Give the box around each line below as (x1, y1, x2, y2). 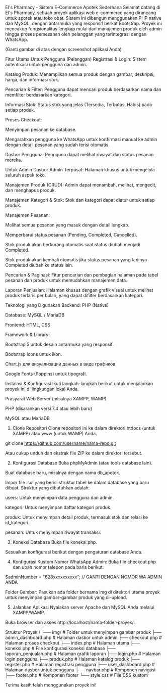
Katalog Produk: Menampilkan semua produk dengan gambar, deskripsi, (5, 71, 155, 77)
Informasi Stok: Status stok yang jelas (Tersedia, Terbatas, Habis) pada (5, 102, 152, 108)
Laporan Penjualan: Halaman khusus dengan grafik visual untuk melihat (5, 287, 153, 293)
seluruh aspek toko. (5, 172, 46, 178)
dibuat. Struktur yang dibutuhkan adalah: (5, 485, 90, 491)
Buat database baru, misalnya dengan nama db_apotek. (5, 470, 121, 476)
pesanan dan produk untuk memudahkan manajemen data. (5, 278, 127, 283)
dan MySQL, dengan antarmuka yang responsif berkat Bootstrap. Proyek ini (5, 20, 162, 26)
